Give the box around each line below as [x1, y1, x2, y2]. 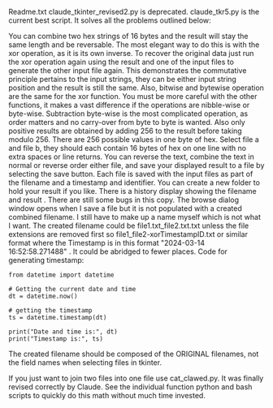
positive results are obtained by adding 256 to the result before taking [8, 126, 242, 135]
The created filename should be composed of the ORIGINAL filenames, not [8, 349, 259, 359]
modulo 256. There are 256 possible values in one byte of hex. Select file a [8, 135, 260, 144]
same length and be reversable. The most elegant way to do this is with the [8, 40, 260, 49]
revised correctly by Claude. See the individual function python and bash [8, 382, 253, 392]
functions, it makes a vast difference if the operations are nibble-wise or [8, 101, 250, 110]
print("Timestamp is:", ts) [8, 335, 104, 343]
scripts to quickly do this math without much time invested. [8, 391, 206, 400]
